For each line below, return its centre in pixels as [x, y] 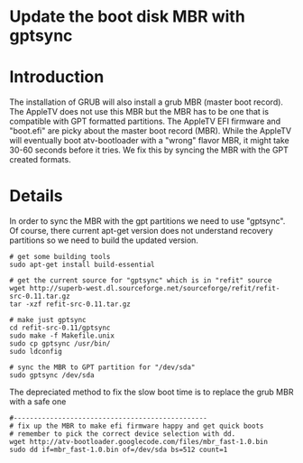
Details [36, 196]
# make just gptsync [48, 320]
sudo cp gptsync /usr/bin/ [60, 344]
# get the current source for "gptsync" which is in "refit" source [141, 281]
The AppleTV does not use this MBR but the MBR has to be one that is [139, 112]
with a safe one [38, 402]
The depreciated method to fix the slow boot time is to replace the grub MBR [151, 392]
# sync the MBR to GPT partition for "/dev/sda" [102, 367]
